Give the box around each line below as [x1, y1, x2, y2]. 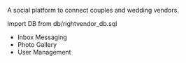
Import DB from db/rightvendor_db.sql [7, 20, 117, 27]
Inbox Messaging [17, 33, 68, 41]
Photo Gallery [17, 41, 57, 48]
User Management [17, 48, 71, 56]
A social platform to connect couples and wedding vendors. [7, 6, 180, 14]
